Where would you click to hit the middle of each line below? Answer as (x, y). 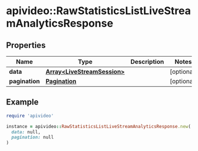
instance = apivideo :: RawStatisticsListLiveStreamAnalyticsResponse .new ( (99, 126)
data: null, (26, 132)
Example (22, 102)
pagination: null (33, 137)
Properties (26, 45)
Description (147, 62)
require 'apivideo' (30, 116)
